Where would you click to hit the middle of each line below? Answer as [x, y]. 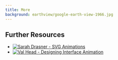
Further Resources [35, 35]
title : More [18, 10]
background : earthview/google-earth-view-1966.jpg [59, 14]
